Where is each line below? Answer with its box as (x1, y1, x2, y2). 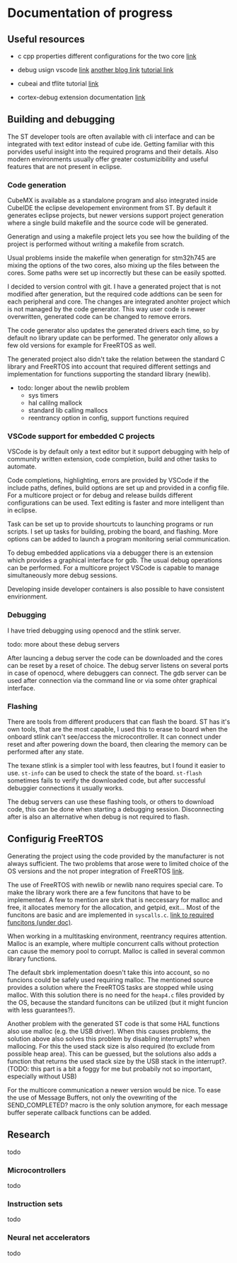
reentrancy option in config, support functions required (28, 414, 189, 422)
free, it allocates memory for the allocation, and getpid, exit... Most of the (7, 903, 221, 911)
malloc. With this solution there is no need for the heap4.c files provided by (7, 991, 225, 999)
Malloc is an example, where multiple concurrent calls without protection (7, 939, 219, 947)
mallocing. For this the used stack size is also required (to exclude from (7, 1042, 215, 1050)
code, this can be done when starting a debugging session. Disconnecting (7, 805, 224, 813)
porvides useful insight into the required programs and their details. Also (7, 147, 219, 156)
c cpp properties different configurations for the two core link (17, 52, 197, 60)
